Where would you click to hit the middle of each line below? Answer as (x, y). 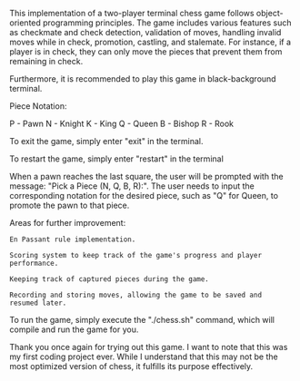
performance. (34, 263)
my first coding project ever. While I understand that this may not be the (144, 357)
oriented (25, 23)
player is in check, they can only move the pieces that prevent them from (146, 52)
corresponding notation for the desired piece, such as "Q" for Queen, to (144, 195)
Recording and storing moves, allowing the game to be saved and (135, 295)
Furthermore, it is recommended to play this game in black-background (143, 79)
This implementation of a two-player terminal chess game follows (132, 13)
